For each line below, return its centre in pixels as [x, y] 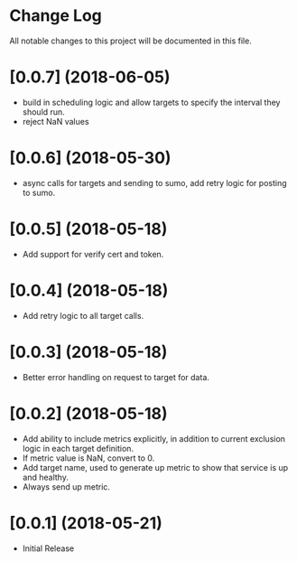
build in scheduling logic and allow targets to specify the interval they [151, 102]
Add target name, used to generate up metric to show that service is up [155, 467]
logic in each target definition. [78, 448]
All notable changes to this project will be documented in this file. [131, 41]
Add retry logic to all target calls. [83, 315]
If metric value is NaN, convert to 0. [88, 458]
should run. [43, 112]
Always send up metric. [66, 486]
